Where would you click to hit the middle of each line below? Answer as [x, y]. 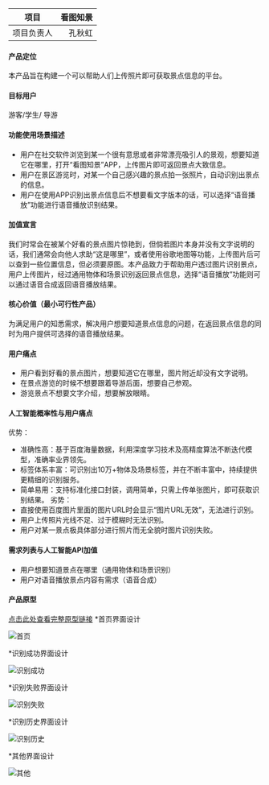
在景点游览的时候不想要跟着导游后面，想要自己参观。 [108, 383]
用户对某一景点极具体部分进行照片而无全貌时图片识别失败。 [118, 530]
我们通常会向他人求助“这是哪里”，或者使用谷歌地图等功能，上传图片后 [138, 254]
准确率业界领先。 [62, 460]
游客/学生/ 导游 [33, 115]
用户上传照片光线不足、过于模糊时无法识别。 [94, 520]
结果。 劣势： [49, 500]
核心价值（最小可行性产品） [54, 304]
